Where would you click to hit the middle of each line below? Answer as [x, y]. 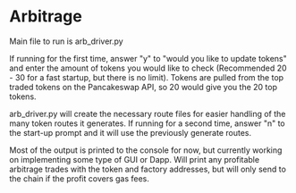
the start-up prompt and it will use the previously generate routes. [131, 132]
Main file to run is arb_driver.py [66, 41]
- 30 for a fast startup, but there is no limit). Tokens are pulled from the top [147, 77]
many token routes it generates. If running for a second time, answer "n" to [148, 123]
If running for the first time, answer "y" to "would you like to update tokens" [148, 58]
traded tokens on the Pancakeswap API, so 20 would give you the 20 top [143, 87]
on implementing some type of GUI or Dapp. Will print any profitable [135, 159]
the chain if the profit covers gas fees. [80, 178]
